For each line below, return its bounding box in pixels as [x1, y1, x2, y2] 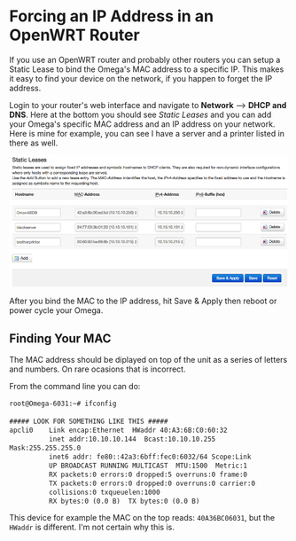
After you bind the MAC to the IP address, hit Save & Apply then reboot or [9, 295, 277, 307]
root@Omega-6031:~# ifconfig [9, 399, 117, 408]
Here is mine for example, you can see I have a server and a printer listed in [9, 128, 285, 138]
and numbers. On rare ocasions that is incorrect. [9, 364, 186, 374]
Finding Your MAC [9, 331, 112, 346]
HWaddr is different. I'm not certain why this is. [9, 521, 175, 532]
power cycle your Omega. [9, 305, 104, 316]
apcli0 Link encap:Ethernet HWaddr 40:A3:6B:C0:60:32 [9, 426, 228, 435]
